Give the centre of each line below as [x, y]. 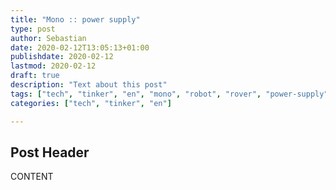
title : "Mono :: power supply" [75, 19]
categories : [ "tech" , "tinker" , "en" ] [91, 103]
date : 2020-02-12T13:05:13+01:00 [80, 47]
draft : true [35, 76]
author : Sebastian [48, 38]
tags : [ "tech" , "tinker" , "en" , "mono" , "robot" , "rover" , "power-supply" [169, 94]
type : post [33, 29]
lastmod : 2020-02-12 [53, 66]
